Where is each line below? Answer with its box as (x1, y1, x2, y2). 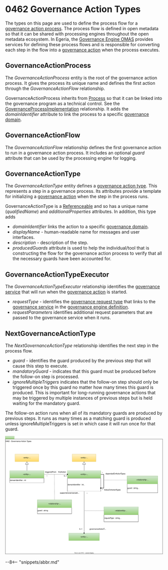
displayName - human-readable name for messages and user (12, 229, 140, 235)
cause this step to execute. (12, 363, 68, 369)
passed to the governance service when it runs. (12, 315, 111, 321)
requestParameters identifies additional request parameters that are (12, 309, 152, 315)
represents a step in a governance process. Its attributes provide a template (5, 188, 161, 194)
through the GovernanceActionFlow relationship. (5, 85, 105, 91)
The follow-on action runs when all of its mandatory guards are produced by (5, 410, 162, 416)
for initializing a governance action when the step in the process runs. (5, 193, 149, 199)
